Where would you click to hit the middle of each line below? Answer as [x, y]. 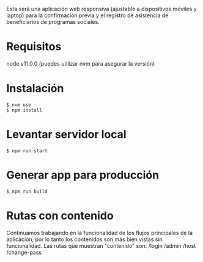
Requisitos [34, 47]
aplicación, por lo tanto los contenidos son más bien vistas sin [85, 239]
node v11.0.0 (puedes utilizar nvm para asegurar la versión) [81, 63]
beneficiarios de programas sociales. [53, 22]
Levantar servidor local [66, 135]
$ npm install [24, 110]
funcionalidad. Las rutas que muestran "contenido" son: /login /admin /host [101, 245]
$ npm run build [27, 191]
